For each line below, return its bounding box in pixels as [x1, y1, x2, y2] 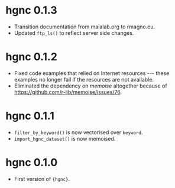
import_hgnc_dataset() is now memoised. [14, 135, 116, 142]
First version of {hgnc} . [14, 175, 70, 182]
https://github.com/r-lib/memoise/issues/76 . [14, 88, 122, 95]
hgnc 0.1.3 [5, 4, 57, 17]
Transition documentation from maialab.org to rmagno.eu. [14, 23, 155, 30]
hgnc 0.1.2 [5, 50, 57, 64]
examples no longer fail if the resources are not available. [14, 76, 154, 83]
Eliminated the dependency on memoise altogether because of [14, 82, 167, 89]
